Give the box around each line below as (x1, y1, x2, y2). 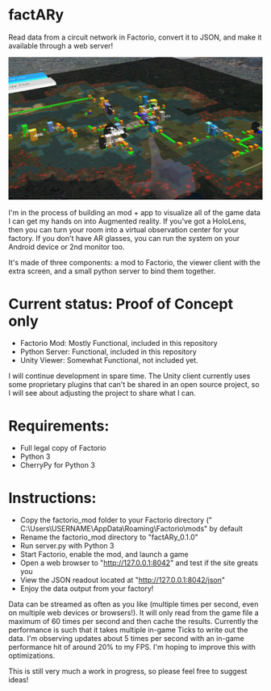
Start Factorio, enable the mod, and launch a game (19, 550, 189, 560)
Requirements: (8, 417, 110, 435)
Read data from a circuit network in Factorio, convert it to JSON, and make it (8, 32, 262, 42)
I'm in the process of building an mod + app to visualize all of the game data (8, 208, 261, 218)
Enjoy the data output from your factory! (19, 584, 154, 593)
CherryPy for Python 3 (19, 460, 95, 470)
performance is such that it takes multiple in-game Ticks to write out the (8, 625, 248, 635)
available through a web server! (8, 40, 114, 50)
